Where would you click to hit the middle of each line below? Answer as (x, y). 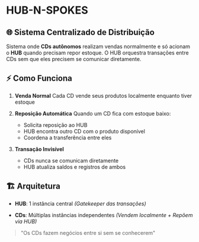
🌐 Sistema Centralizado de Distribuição (81, 32)
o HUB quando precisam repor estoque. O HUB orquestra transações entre (97, 53)
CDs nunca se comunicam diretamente (71, 160)
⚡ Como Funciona (39, 79)
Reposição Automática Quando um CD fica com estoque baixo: (93, 113)
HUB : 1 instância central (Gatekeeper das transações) (80, 203)
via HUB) (26, 221)
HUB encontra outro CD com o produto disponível (84, 131)
